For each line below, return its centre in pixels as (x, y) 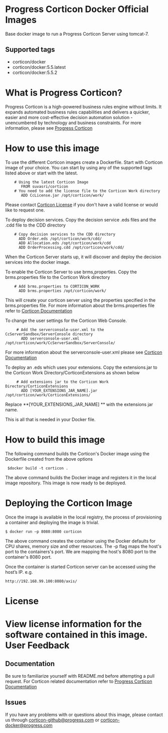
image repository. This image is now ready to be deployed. (66, 483)
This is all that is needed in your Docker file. (50, 419)
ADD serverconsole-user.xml (50, 338)
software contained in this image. (76, 635)
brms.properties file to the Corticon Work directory (58, 277)
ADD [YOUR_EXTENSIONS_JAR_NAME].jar (59, 390)
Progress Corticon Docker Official (77, 9)
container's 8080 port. (28, 557)
